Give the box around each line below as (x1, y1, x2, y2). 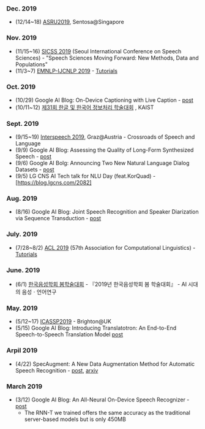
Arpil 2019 (6, 346, 38, 355)
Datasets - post (15, 166, 54, 173)
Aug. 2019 (6, 195, 38, 203)
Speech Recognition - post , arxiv (15, 366, 99, 374)
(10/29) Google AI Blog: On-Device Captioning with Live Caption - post (15, 96, 194, 104)
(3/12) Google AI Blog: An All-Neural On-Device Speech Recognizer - (15, 396, 190, 403)
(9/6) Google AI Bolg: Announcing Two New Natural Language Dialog (15, 160, 190, 167)
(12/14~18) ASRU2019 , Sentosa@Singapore (15, 18, 124, 26)
